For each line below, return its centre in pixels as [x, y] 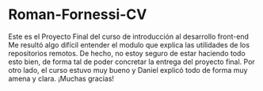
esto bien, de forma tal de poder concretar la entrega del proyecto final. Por [131, 62]
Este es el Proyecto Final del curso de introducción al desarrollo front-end [129, 36]
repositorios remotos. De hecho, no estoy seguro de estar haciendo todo [127, 53]
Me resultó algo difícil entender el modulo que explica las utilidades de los [129, 44]
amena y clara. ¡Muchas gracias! [61, 78]
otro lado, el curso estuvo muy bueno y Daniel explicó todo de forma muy [128, 70]
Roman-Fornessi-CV [78, 15]
